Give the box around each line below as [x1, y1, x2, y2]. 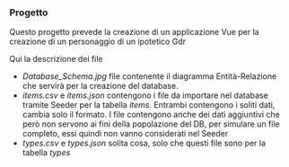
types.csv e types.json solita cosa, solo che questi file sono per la [22, 137, 267, 149]
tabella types [22, 147, 71, 158]
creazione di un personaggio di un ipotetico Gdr [9, 36, 187, 47]
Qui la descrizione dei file [9, 54, 103, 65]
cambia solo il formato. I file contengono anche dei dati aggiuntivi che [22, 110, 281, 120]
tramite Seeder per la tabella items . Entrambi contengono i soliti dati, [22, 100, 276, 110]
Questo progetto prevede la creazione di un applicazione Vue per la [9, 27, 259, 38]
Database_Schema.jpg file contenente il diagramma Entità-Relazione [22, 71, 277, 82]
